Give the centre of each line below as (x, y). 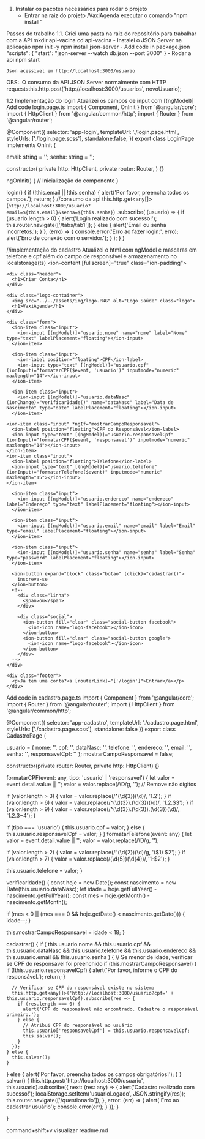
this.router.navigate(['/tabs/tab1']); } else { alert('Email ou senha (86, 225)
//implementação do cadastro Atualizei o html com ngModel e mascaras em (102, 250)
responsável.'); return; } (36, 977)
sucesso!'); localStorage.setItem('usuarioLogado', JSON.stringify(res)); (96, 1094)
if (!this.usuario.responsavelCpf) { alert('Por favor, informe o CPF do (92, 970)
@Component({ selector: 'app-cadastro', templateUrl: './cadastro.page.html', (102, 723)
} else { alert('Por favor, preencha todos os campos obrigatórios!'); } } (94, 1074)
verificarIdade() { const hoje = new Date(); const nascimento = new (91, 883)
